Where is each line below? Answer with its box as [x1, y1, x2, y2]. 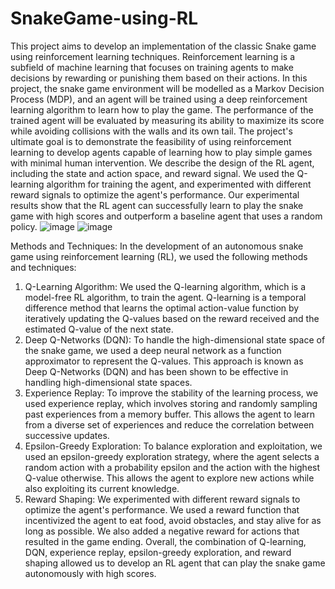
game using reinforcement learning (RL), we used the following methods [10, 250, 308, 262]
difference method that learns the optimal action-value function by [24, 302, 300, 314]
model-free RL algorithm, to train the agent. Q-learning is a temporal [24, 291, 307, 303]
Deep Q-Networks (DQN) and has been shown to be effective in [24, 365, 289, 377]
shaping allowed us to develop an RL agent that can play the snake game [24, 557, 326, 569]
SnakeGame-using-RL [10, 7, 199, 30]
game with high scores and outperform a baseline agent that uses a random [10, 210, 323, 222]
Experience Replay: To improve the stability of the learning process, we [24, 387, 319, 399]
